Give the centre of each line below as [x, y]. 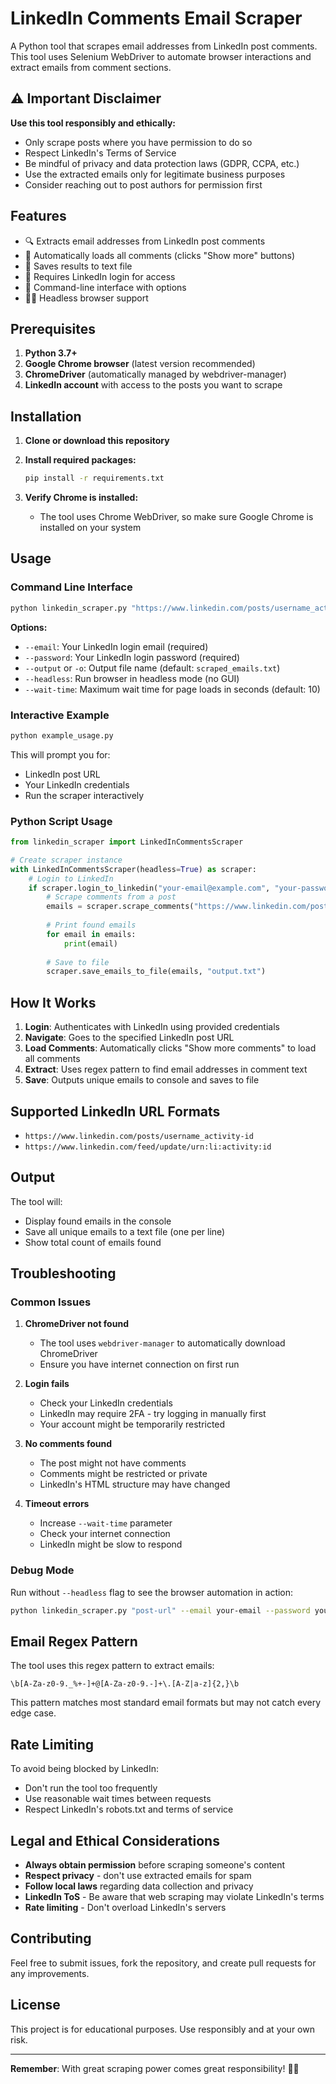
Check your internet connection [105, 1534]
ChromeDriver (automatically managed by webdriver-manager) [155, 374]
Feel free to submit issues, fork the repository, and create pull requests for [163, 1963]
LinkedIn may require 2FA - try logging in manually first [153, 1414]
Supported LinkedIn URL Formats [115, 1111]
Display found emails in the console [98, 1221]
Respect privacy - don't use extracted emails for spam [138, 1876]
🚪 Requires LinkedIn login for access [100, 276]
